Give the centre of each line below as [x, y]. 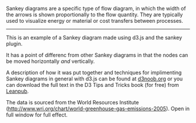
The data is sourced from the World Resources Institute [72, 102]
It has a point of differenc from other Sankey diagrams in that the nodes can [97, 55]
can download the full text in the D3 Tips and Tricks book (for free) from [92, 85]
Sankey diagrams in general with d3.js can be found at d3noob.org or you [94, 79]
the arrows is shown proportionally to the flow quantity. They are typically [94, 15]
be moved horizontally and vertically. [50, 61]
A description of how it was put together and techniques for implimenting [94, 73]
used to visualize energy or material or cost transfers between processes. [95, 21]
